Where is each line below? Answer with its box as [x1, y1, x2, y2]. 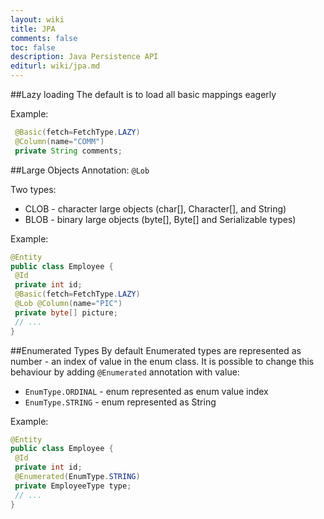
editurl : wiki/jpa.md [10, 61, 101, 71]
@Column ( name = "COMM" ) [14, 136, 105, 146]
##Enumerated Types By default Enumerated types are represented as [10, 344, 302, 356]
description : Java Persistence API [10, 52, 159, 62]
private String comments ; [14, 146, 123, 156]
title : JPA [10, 24, 56, 34]
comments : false [10, 33, 78, 43]
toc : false [10, 42, 56, 53]
